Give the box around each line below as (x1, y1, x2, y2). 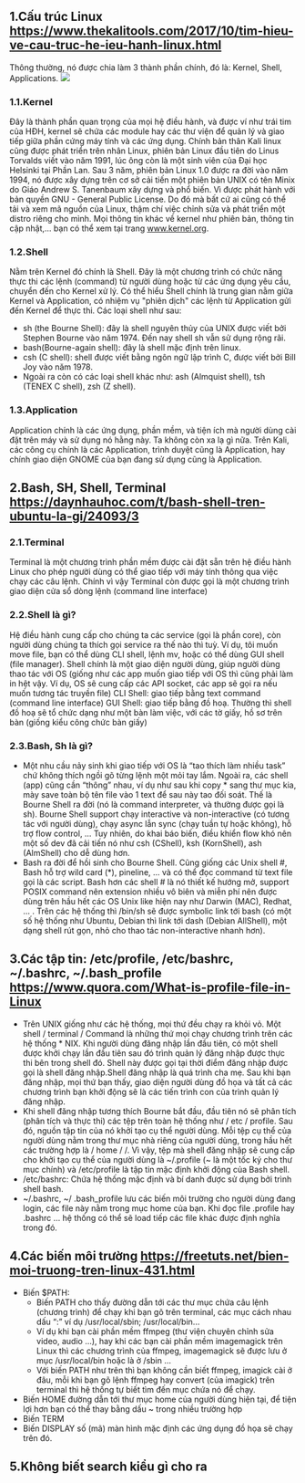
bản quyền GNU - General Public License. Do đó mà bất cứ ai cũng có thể (9, 193, 287, 205)
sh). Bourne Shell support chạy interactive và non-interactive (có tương (22, 809, 290, 820)
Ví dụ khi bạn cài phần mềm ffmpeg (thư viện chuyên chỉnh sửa (36, 1325, 275, 1337)
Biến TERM (22, 1413, 65, 1424)
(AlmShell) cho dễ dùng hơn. (22, 847, 130, 858)
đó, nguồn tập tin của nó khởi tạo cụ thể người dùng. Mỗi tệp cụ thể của (22, 1124, 292, 1136)
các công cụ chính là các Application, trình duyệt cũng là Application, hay (9, 444, 286, 454)
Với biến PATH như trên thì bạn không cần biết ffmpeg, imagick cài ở (36, 1364, 293, 1375)
